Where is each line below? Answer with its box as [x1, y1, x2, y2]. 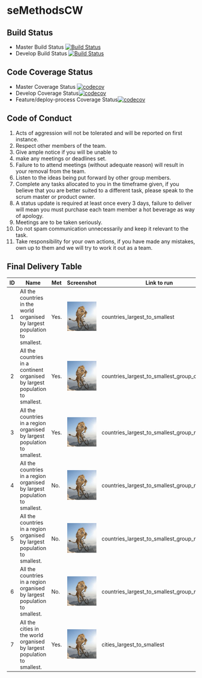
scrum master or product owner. [15, 193, 95, 200]
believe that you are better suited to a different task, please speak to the [15, 187, 194, 194]
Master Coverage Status [15, 83, 76, 90]
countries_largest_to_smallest [101, 313, 174, 321]
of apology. [15, 212, 44, 219]
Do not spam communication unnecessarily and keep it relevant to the [15, 225, 189, 232]
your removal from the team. [15, 168, 86, 175]
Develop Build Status [15, 50, 68, 57]
